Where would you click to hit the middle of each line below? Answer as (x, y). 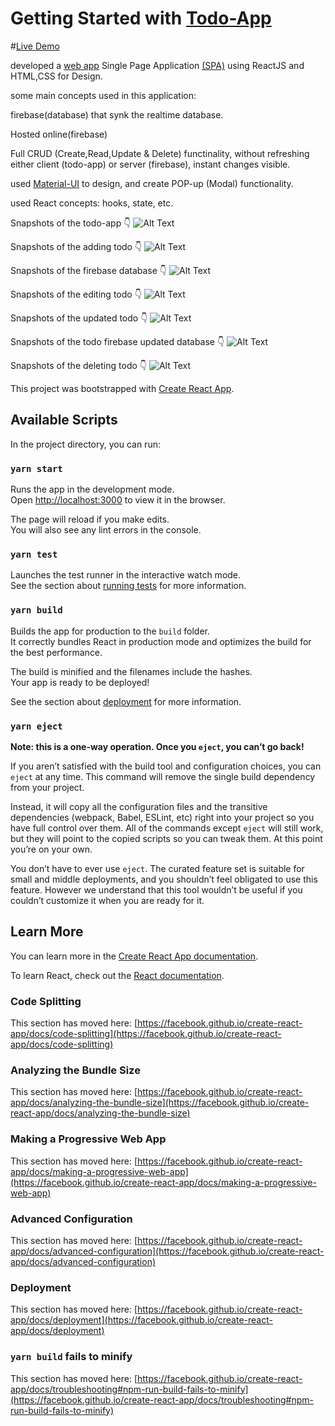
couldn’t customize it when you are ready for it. (107, 900)
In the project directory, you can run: (85, 444)
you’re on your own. (51, 849)
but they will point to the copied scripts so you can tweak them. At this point (166, 838)
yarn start (36, 468)
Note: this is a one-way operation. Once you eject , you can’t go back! (157, 746)
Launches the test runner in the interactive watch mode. (126, 575)
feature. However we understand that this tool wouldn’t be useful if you (156, 889)
